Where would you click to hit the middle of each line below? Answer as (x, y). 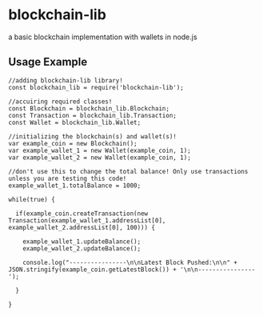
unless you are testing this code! (68, 178)
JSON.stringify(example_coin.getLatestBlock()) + (93, 270)
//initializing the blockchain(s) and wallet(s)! (93, 136)
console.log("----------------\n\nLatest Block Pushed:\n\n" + (130, 262)
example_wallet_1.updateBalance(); (82, 242)
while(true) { (32, 199)
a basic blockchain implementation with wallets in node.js (103, 37)
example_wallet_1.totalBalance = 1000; (75, 186)
